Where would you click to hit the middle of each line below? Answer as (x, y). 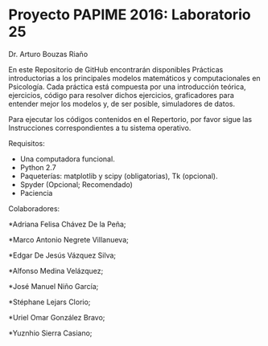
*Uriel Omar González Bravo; (57, 317)
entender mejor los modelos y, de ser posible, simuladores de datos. (122, 104)
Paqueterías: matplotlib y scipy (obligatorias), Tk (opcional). (119, 176)
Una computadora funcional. (67, 159)
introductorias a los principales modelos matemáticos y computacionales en (134, 78)
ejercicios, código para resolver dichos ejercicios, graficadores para (122, 95)
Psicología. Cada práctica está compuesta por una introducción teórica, (128, 87)
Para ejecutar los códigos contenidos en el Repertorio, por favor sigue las (130, 119)
